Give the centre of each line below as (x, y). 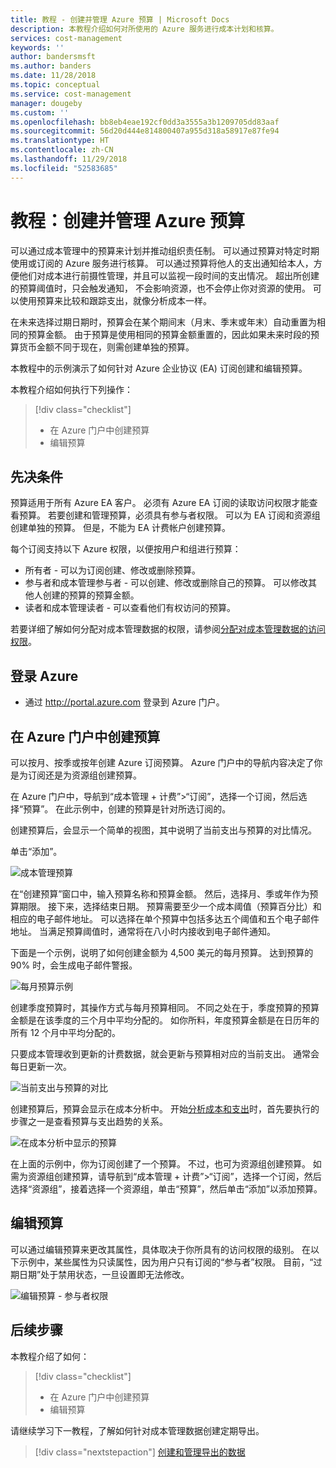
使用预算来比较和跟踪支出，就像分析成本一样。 (115, 300)
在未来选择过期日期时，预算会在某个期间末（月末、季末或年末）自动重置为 (163, 322)
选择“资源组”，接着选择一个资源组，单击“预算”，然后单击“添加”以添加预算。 (166, 1189)
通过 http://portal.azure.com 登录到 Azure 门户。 (124, 702)
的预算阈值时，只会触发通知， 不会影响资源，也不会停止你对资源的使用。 (160, 288)
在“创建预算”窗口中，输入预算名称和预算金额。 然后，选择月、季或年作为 (160, 894)
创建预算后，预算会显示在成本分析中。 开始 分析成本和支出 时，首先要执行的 (165, 1109)
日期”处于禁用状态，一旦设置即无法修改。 (104, 1274)
